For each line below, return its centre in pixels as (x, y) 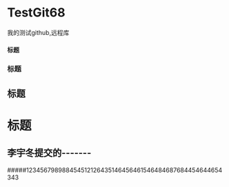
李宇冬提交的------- (49, 153)
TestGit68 (36, 13)
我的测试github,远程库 (38, 32)
